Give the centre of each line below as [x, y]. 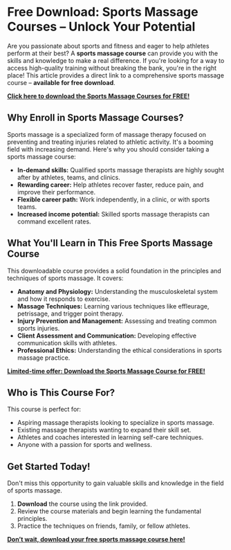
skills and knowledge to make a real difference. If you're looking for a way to [116, 60]
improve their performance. [56, 192]
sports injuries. [38, 328]
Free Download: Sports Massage [103, 12]
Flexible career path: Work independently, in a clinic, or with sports [113, 199]
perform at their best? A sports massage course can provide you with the [113, 53]
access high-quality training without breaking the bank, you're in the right [112, 68]
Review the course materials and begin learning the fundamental [109, 511]
